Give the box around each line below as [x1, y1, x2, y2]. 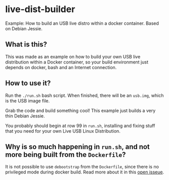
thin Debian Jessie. [5, 112, 45, 119]
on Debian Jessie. [5, 25, 43, 31]
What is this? [5, 40, 47, 49]
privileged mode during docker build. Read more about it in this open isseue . [5, 169, 164, 175]
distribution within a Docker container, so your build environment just [5, 59, 149, 65]
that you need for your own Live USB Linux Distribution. [5, 128, 121, 134]
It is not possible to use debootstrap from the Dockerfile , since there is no [5, 164, 159, 170]
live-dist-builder [5, 4, 76, 15]
